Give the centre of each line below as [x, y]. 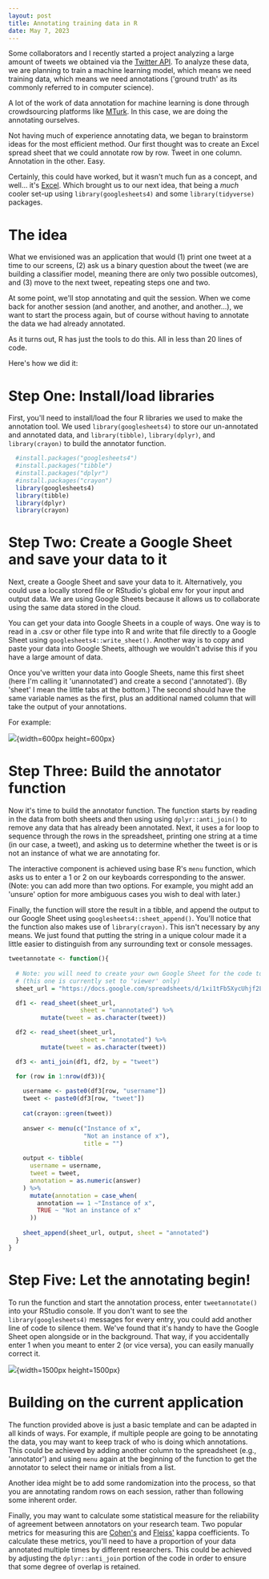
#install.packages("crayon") [64, 481]
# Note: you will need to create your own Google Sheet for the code [134, 973]
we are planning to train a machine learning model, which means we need [130, 71]
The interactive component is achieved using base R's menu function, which [132, 869]
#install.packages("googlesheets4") [76, 458]
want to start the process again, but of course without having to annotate [129, 315]
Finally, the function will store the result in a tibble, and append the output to [134, 910]
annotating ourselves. [44, 120]
